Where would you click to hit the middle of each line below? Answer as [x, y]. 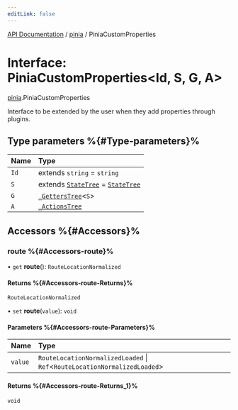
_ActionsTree [60, 207]
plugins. [19, 118]
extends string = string [78, 173]
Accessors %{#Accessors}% [74, 231]
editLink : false [31, 14]
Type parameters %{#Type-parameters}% [104, 141]
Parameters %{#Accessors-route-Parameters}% [81, 327]
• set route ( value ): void [42, 311]
